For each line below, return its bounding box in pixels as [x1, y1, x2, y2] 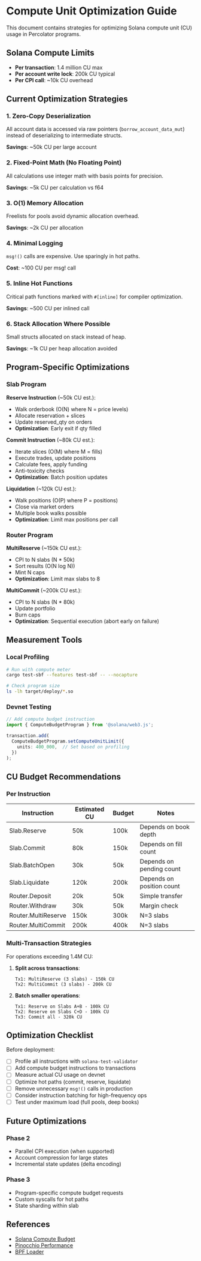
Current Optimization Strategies [6, 94, 128, 104]
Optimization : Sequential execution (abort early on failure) [14, 617, 160, 625]
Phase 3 [6, 1175, 31, 1184]
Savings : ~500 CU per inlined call [6, 304, 90, 311]
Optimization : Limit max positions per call [14, 516, 118, 523]
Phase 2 [6, 1134, 31, 1143]
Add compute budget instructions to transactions [14, 1064, 136, 1072]
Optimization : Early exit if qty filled [14, 424, 102, 432]
